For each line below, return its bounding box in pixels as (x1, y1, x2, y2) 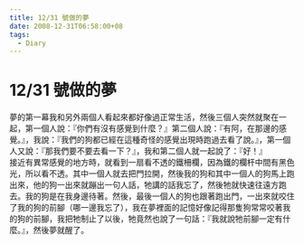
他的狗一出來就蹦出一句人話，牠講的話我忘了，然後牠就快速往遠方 (33, 180, 279, 191)
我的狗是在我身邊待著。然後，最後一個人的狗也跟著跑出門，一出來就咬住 (24, 191, 295, 202)
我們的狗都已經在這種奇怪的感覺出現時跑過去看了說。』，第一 (60, 135, 283, 145)
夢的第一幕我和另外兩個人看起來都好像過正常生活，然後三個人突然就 (9, 112, 263, 123)
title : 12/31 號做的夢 (9, 13, 90, 23)
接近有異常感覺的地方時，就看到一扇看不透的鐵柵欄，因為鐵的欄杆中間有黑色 (9, 157, 295, 168)
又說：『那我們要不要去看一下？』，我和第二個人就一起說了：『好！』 (16, 145, 267, 156)
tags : (9, 30, 30, 39)
